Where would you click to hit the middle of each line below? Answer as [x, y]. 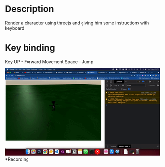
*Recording [17, 159]
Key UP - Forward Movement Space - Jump [49, 61]
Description [29, 9]
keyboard [15, 28]
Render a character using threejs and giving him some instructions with [77, 23]
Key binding [30, 48]
